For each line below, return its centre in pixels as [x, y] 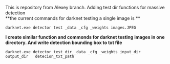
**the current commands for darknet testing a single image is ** [73, 18]
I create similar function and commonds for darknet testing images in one [85, 37]
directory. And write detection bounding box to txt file [64, 42]
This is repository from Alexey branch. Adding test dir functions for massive [85, 7]
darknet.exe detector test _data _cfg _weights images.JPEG [71, 28]
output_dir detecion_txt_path [40, 56]
